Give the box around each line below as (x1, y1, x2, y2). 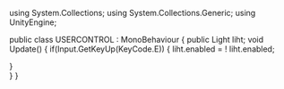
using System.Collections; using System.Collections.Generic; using (9, 8, 256, 18)
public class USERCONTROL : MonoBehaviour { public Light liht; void (9, 35, 264, 44)
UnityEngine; (9, 17, 57, 28)
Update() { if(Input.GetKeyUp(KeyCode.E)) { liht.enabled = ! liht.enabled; (9, 44, 275, 54)
